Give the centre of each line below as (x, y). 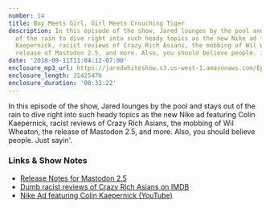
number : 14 (27, 16)
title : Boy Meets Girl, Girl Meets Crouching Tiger (96, 23)
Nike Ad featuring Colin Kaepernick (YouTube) (96, 195)
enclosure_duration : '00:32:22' (62, 83)
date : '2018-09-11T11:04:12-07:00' (68, 61)
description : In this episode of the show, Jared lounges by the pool (129, 31)
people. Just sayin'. (41, 140)
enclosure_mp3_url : (41, 68)
